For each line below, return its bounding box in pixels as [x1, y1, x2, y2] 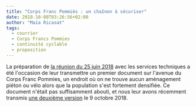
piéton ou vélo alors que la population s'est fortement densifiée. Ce [6, 82, 171, 89]
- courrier [11, 31, 38, 36]
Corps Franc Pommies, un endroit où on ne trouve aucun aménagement [6, 75, 181, 82]
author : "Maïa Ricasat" [6, 19, 65, 25]
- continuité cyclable [11, 42, 68, 48]
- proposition [11, 47, 46, 53]
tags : [6, 25, 20, 31]
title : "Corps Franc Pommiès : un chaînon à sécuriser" [6, 8, 147, 15]
